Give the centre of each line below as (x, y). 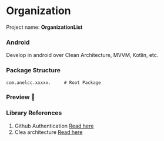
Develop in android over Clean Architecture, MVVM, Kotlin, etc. (82, 55)
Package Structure (33, 70)
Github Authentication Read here (54, 126)
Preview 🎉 (21, 97)
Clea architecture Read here (48, 132)
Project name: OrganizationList (44, 27)
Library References (34, 113)
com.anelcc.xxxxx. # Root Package (53, 83)
